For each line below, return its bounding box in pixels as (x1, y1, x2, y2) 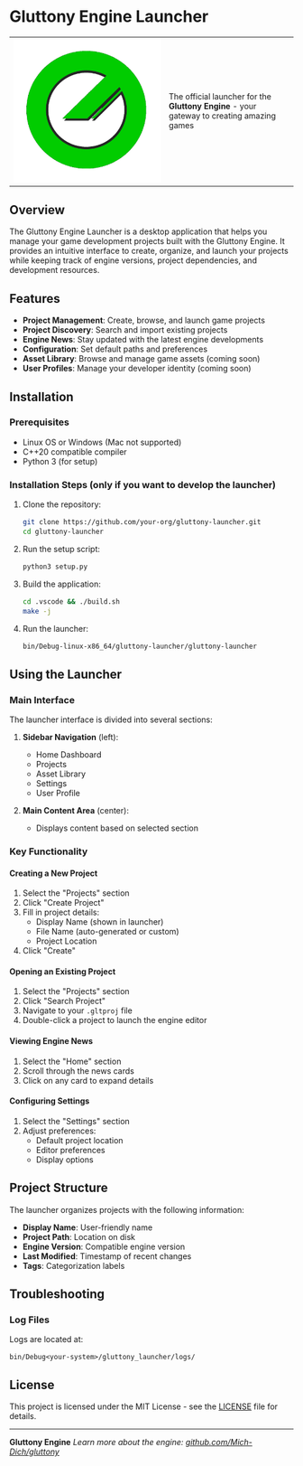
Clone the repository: (22, 499, 102, 510)
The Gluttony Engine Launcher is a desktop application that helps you (9, 226, 268, 237)
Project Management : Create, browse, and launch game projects (22, 315, 266, 326)
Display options (35, 1154, 94, 1165)
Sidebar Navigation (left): (22, 732, 119, 743)
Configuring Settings (9, 1095, 90, 1106)
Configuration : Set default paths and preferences (22, 343, 208, 354)
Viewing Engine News (9, 1036, 93, 1047)
